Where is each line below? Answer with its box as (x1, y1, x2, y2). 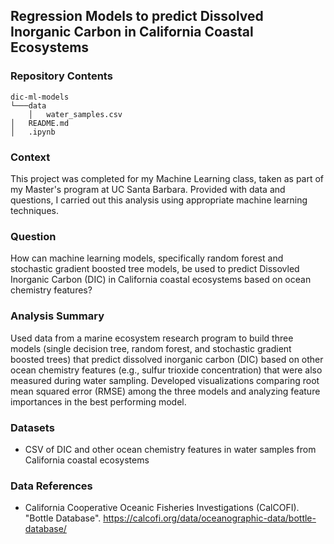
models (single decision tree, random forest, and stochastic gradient (10, 342, 292, 354)
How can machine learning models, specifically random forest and (10, 252, 284, 264)
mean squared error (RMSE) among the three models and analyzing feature (10, 385, 321, 397)
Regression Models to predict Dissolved (10, 8, 264, 25)
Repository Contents (10, 69, 113, 83)
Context (10, 150, 51, 164)
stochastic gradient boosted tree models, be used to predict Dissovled (10, 263, 300, 275)
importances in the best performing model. (10, 395, 187, 408)
